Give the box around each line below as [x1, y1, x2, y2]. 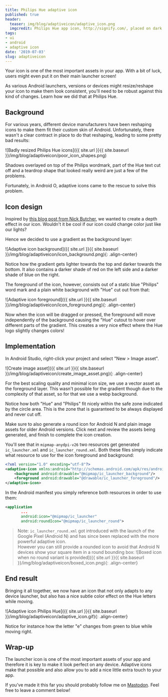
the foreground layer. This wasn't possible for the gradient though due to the [5, 385, 163, 392]
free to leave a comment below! [5, 687, 70, 693]
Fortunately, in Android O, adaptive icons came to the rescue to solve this [5, 183, 156, 189]
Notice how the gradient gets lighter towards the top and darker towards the [5, 261, 162, 267]
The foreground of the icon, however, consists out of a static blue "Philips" [5, 282, 159, 287]
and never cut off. [5, 411, 42, 417]
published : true [5, 12, 39, 17]
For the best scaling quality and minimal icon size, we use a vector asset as [5, 380, 160, 386]
